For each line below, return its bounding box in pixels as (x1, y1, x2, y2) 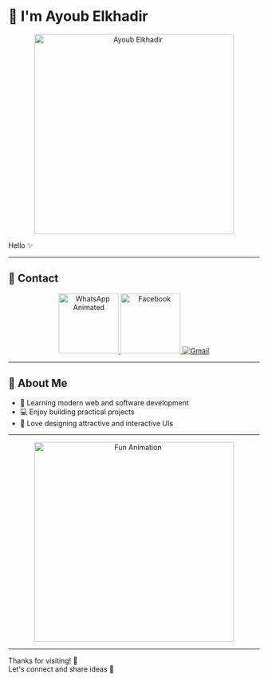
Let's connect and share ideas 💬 (8, 664, 114, 674)
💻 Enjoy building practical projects (19, 407, 135, 417)
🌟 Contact (8, 272, 59, 285)
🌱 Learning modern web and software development (19, 397, 190, 407)
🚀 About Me (8, 377, 68, 390)
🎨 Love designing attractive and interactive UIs (19, 418, 174, 428)
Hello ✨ (8, 240, 33, 250)
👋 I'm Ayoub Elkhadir (8, 7, 148, 26)
